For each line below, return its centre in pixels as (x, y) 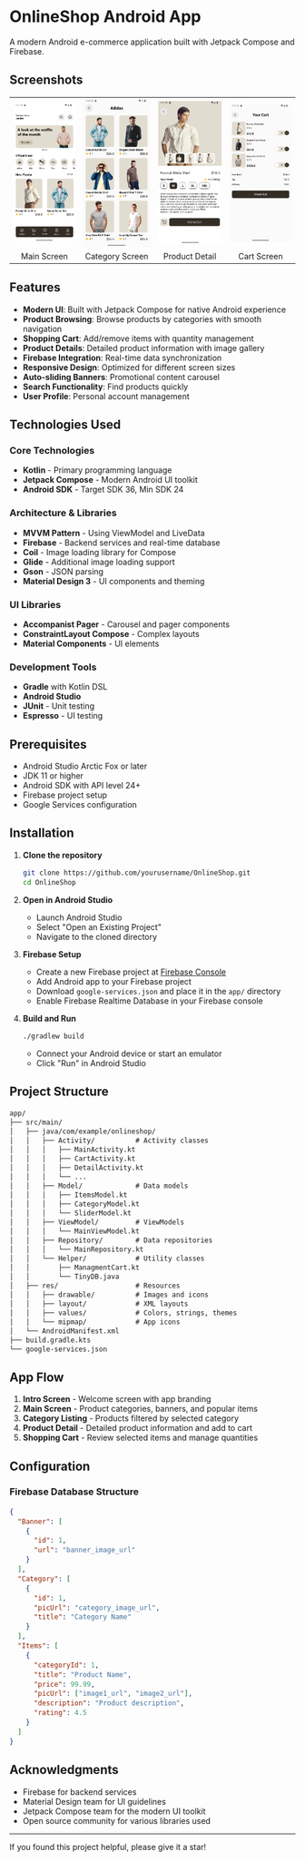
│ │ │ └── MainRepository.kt (77, 1249)
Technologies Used (65, 425)
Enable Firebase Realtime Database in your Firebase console (149, 1001)
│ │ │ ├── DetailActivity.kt (77, 1168)
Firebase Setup (52, 954)
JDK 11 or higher (53, 776)
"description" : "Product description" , (108, 1703)
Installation (42, 833)
